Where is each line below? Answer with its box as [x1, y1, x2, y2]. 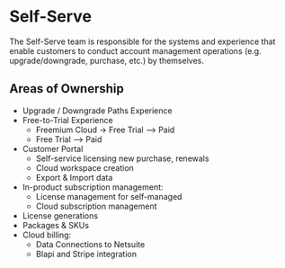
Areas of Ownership [9, 81, 124, 96]
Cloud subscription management [35, 201, 157, 211]
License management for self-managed [35, 191, 183, 201]
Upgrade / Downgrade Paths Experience [22, 105, 173, 116]
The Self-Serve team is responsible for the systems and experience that [9, 36, 276, 47]
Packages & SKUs [22, 219, 90, 230]
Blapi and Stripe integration [35, 248, 138, 259]
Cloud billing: [22, 229, 72, 240]
